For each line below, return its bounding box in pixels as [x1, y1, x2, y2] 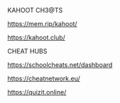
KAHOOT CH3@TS [7, 6, 63, 14]
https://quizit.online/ [7, 88, 67, 96]
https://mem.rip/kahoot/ [7, 20, 77, 28]
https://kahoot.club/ [7, 33, 66, 42]
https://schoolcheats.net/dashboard [7, 61, 113, 69]
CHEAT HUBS [7, 47, 48, 55]
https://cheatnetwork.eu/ [7, 74, 80, 83]
